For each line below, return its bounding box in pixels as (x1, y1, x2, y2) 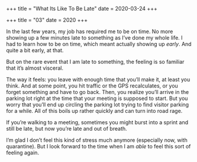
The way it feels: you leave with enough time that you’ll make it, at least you (6, 76, 190, 83)
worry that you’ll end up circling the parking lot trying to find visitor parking (6, 101, 189, 108)
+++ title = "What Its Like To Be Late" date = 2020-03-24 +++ (6, 5, 158, 12)
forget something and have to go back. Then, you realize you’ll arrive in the (6, 89, 189, 95)
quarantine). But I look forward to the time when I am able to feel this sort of (6, 143, 191, 150)
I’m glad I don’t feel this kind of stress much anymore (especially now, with (6, 137, 188, 144)
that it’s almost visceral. (6, 64, 64, 72)
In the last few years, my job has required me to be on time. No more (6, 28, 173, 35)
